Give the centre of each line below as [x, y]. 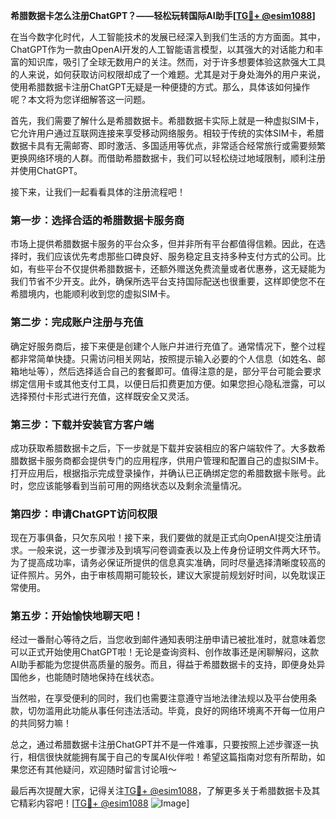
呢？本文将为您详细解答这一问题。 [80, 99]
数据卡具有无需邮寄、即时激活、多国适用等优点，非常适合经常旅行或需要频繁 [168, 145]
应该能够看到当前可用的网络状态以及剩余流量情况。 [141, 485]
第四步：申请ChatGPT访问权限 [84, 514]
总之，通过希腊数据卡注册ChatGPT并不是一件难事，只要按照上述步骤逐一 [160, 745]
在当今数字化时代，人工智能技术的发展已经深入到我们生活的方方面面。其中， [168, 37]
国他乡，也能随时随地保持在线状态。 [85, 677]
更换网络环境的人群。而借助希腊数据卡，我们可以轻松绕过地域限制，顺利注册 [168, 158]
